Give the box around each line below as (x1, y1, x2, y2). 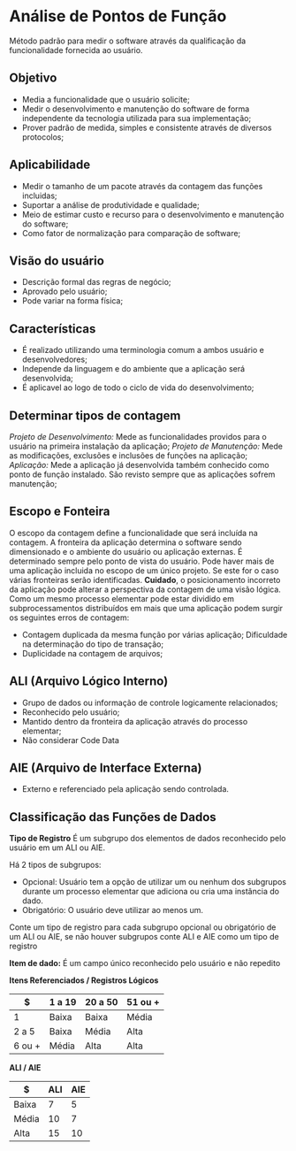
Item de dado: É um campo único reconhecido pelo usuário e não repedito (9, 958, 281, 969)
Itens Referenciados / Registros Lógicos (9, 975, 159, 986)
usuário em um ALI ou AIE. (9, 842, 106, 853)
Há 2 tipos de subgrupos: (9, 860, 102, 871)
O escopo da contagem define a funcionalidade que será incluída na (9, 527, 258, 538)
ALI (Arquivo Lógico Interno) (9, 674, 169, 689)
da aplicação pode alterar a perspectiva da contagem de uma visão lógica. (9, 584, 281, 595)
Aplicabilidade (9, 157, 91, 173)
